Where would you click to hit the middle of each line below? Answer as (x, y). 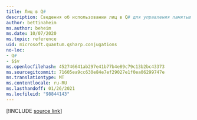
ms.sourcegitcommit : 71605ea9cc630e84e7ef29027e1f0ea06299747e (86, 72)
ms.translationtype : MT (35, 77)
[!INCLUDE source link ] (34, 111)
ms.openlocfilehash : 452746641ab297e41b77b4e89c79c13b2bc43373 (86, 67)
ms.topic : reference (32, 39)
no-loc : (16, 50)
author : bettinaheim (32, 22)
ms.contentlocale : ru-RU (37, 83)
